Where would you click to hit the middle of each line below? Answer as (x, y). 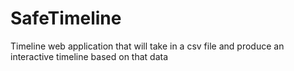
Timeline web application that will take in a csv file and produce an (147, 46)
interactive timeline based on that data (89, 56)
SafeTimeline (66, 18)
